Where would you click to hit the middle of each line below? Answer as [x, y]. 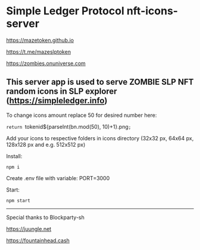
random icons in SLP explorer [62, 92]
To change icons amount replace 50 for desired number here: [82, 115]
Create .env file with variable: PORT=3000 [58, 178]
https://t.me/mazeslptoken [39, 51]
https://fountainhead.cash [38, 240]
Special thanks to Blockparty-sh [46, 217]
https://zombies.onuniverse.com [46, 63]
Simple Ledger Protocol [65, 11]
